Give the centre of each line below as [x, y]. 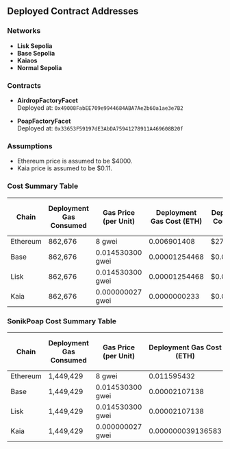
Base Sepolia [36, 53]
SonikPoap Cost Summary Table [62, 321]
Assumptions [30, 146]
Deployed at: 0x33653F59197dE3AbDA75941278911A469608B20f [100, 128]
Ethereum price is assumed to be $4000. [75, 161]
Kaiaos [27, 60]
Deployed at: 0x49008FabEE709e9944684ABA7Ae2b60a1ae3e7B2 [100, 107]
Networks [24, 31]
